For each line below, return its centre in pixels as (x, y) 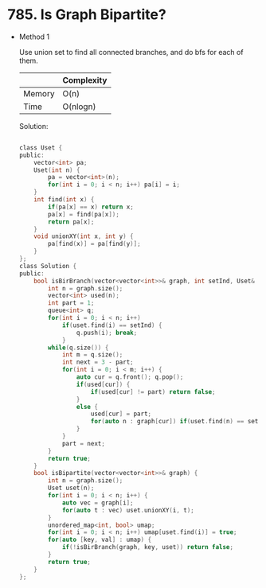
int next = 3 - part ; (98, 362)
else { (87, 407)
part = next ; (83, 443)
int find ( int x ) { (64, 200)
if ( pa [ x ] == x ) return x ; (91, 207)
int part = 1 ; (71, 303)
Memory (39, 93)
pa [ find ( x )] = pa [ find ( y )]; (94, 244)
